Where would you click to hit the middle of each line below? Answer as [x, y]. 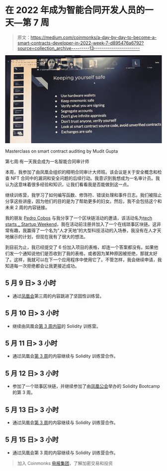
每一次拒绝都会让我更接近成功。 [46, 266]
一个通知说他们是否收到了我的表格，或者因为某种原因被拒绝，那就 [81, 253]
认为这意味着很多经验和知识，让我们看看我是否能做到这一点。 [68, 184]
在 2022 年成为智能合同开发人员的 [75, 10]
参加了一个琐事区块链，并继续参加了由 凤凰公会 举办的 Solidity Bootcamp [86, 386]
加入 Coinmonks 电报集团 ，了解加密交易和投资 [65, 463]
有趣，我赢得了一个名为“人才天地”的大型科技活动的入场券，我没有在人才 [83, 230]
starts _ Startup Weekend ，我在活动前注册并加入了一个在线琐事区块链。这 [81, 224]
